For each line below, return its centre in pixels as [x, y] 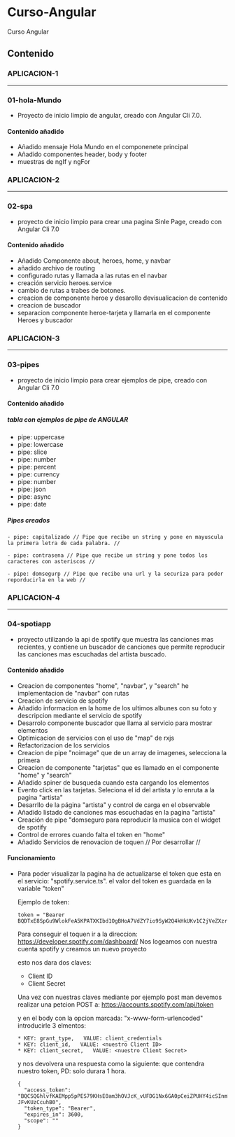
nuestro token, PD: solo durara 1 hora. [72, 1071]
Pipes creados [29, 520]
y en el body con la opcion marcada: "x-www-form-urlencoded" [110, 1018]
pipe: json [31, 489]
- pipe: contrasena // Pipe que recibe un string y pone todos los [108, 556]
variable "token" [41, 889]
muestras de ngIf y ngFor [54, 162]
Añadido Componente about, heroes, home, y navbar [94, 261]
